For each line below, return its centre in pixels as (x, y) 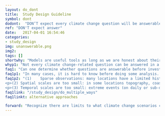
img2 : (11, 51)
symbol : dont (18, 19)
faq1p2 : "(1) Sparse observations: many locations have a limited (78, 78)
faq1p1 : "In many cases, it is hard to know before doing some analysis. (82, 74)
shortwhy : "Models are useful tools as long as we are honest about (77, 60)
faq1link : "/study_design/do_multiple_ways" (51, 92)
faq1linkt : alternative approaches (41, 97)
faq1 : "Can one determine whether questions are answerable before (76, 70)
